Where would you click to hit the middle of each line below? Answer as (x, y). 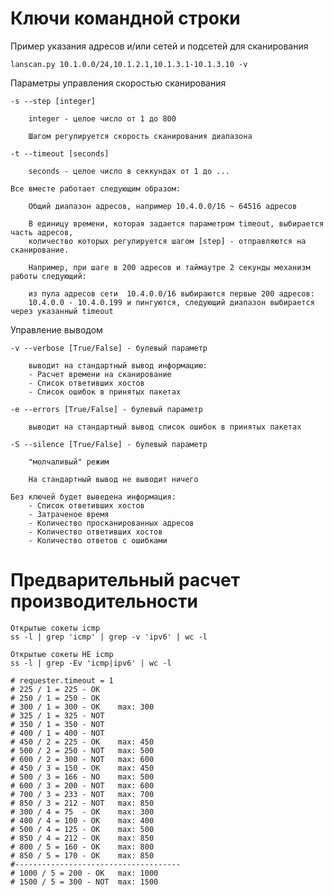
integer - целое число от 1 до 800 (102, 118)
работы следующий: (48, 276)
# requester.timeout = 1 (62, 680)
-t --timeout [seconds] (60, 153)
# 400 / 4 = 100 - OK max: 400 (82, 820)
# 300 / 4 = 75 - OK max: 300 (82, 812)
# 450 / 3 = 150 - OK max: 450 (82, 768)
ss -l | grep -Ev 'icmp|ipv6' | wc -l (91, 663)
